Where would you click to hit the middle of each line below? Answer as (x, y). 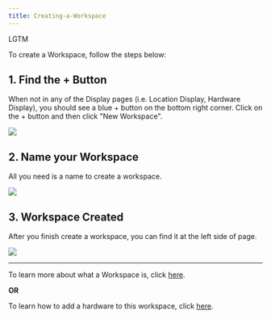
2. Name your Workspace (74, 157)
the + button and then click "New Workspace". (85, 116)
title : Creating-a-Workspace (57, 16)
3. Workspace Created (66, 217)
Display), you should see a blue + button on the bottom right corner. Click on (135, 108)
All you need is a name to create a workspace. (85, 176)
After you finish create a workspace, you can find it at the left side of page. (133, 237)
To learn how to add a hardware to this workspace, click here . (111, 306)
